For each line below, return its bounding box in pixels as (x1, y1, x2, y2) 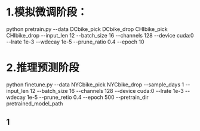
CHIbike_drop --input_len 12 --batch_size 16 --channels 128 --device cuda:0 (6, 32, 194, 39)
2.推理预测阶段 (6, 61, 79, 74)
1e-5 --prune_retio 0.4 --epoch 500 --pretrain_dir (26, 93, 149, 101)
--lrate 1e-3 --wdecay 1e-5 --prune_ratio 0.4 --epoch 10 (6, 38, 144, 45)
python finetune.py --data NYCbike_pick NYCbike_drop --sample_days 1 (6, 81, 184, 88)
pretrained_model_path (6, 99, 63, 107)
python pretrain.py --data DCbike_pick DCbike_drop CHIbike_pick (6, 25, 168, 33)
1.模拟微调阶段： (6, 5, 88, 19)
